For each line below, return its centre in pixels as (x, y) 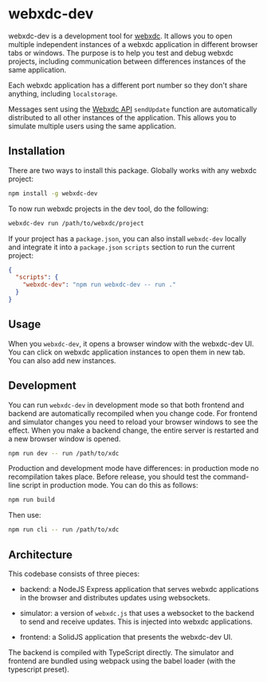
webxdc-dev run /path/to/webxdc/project (77, 223)
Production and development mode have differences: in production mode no (133, 468)
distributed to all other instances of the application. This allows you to (122, 117)
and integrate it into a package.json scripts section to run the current (122, 247)
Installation (37, 151)
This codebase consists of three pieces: (74, 574)
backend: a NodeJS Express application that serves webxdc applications (139, 589)
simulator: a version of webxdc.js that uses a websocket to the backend (137, 613)
